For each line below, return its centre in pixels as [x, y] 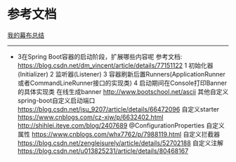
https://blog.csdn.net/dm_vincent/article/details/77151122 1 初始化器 [115, 65]
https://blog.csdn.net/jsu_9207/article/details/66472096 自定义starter [118, 109]
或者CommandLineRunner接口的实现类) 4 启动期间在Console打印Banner [122, 83]
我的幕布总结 [26, 35]
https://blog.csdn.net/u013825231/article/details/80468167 [103, 151]
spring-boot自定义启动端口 [56, 100]
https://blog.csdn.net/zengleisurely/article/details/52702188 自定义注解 [120, 143]
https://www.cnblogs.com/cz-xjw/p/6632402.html [90, 117]
